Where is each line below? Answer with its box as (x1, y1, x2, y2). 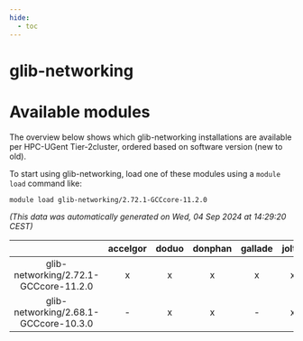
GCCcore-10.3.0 (19, 317, 94, 329)
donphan (192, 242, 233, 254)
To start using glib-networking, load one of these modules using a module (9, 168, 281, 179)
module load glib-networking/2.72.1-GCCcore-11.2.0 (9, 195, 207, 204)
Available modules (9, 101, 151, 122)
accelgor (107, 242, 147, 254)
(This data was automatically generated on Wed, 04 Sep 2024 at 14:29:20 (9, 211, 287, 222)
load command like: (9, 178, 83, 189)
